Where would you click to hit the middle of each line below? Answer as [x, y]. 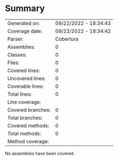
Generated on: [24, 23]
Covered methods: [28, 126]
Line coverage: [24, 102]
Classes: [17, 55]
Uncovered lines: [26, 78]
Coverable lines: [26, 86]
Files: [13, 63]
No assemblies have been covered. [40, 153]
